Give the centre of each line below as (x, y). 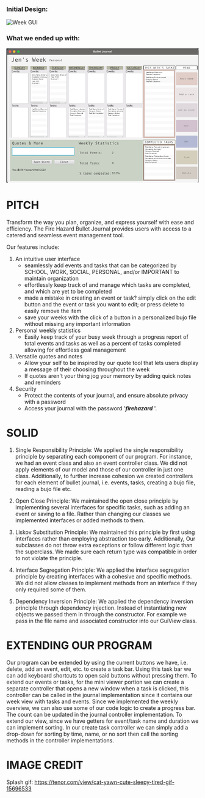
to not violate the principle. (49, 558)
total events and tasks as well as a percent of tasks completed (103, 344)
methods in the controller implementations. (60, 740)
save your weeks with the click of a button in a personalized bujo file (110, 317)
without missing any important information (77, 324)
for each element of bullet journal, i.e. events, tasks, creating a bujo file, (105, 482)
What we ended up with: (43, 39)
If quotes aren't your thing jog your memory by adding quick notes (108, 376)
